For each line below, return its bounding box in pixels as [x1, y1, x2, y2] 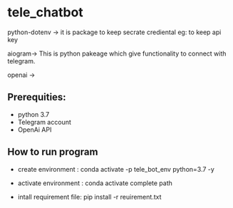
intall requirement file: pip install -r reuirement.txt [17, 192, 162, 201]
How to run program [7, 146, 98, 158]
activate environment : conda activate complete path [17, 179, 173, 187]
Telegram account [17, 118, 71, 126]
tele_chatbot [7, 4, 83, 21]
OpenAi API [17, 125, 52, 134]
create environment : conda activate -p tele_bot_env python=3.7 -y [17, 165, 215, 173]
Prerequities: [7, 91, 66, 103]
